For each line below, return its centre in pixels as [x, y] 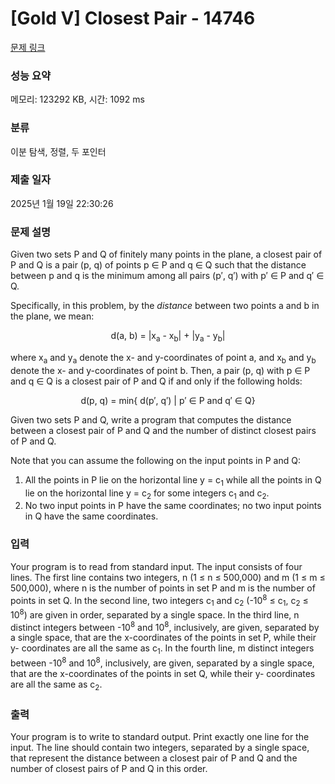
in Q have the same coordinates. [91, 516]
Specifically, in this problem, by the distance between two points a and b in [165, 306]
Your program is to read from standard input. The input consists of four [156, 566]
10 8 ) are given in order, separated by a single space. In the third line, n [155, 614]
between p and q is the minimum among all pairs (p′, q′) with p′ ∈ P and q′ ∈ [167, 276]
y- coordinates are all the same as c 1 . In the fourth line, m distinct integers [162, 649]
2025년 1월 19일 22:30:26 [62, 203]
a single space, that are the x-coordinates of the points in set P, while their [163, 638]
